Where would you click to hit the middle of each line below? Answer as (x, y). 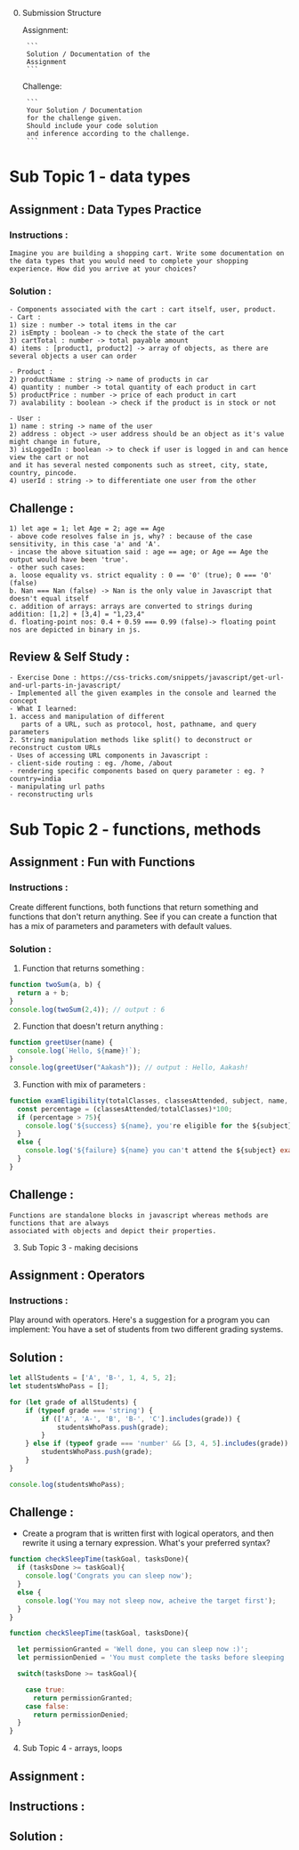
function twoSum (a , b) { (55, 984)
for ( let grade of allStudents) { (73, 1402)
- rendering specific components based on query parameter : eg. (133, 771)
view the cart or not (49, 457)
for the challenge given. (74, 118)
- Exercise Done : (43, 677)
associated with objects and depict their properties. (113, 1231)
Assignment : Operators (77, 1276)
